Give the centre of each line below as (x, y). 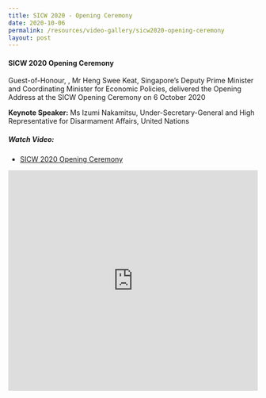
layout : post (30, 38)
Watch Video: (31, 140)
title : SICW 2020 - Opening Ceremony (70, 15)
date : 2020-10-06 (37, 23)
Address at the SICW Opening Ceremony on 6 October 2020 (107, 98)
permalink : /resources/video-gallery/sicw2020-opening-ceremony (116, 30)
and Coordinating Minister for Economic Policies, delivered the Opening (125, 89)
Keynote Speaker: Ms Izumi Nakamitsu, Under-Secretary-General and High (131, 113)
